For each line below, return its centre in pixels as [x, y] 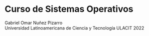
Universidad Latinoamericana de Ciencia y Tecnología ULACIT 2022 [74, 28]
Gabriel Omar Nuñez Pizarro [34, 23]
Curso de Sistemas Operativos [69, 9]
